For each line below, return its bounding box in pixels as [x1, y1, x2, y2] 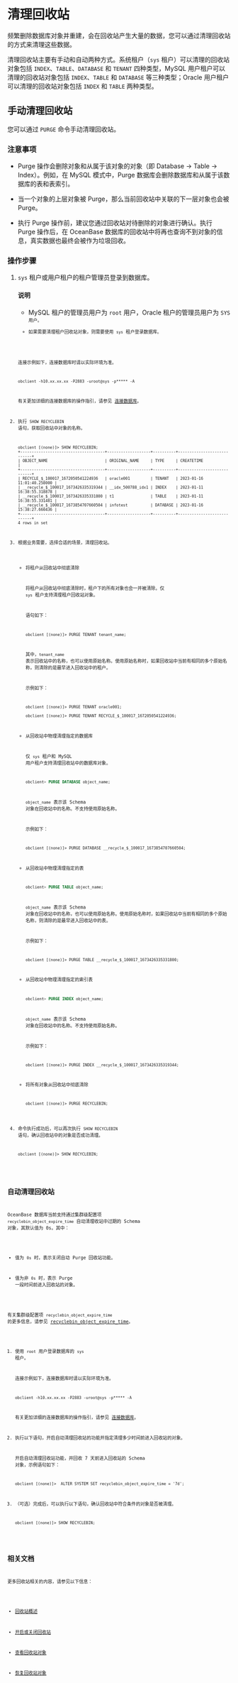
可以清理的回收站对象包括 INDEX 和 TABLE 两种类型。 [7, 82, 158, 90]
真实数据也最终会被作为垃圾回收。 [30, 236, 130, 245]
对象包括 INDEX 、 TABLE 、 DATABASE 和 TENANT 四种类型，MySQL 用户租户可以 [7, 64, 225, 72]
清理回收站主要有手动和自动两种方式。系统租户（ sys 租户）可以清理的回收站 [7, 55, 230, 64]
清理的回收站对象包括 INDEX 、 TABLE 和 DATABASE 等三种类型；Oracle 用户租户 [7, 72, 229, 82]
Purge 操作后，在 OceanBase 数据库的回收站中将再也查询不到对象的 [17, 228, 217, 236]
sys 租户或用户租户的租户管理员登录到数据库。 [17, 273, 154, 282]
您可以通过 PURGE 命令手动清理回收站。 [7, 125, 120, 133]
